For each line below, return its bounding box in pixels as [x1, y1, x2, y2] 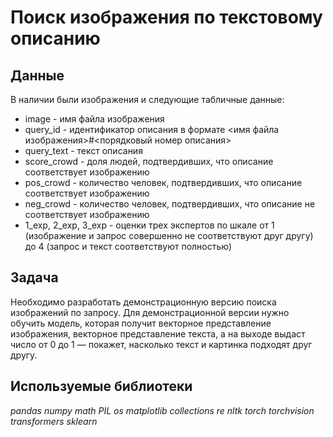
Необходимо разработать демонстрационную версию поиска [10, 296, 277, 308]
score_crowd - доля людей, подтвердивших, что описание [24, 156, 274, 167]
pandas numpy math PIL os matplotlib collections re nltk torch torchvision [10, 404, 315, 416]
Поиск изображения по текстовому [10, 6, 323, 29]
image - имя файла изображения [24, 113, 165, 125]
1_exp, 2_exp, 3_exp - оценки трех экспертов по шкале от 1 [24, 219, 275, 231]
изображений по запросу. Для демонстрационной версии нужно [10, 306, 290, 318]
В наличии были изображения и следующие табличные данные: [10, 94, 285, 105]
